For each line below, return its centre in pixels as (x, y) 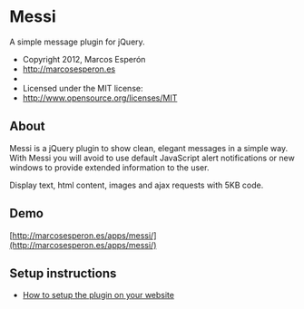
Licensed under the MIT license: (83, 88)
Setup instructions (63, 273)
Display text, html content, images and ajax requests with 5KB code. (137, 185)
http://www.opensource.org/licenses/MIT (100, 98)
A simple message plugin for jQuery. (77, 42)
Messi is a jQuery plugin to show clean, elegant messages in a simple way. (149, 148)
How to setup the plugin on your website (98, 295)
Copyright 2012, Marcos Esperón (84, 59)
